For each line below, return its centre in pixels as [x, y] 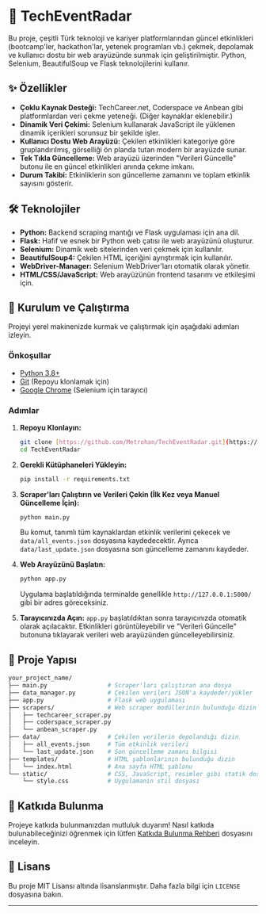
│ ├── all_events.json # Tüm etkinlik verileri [99, 744]
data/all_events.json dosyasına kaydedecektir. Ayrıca [109, 541]
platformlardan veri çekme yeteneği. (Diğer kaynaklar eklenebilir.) [126, 116]
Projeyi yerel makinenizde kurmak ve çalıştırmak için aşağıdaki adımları [124, 327]
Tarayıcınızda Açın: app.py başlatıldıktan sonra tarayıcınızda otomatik [133, 618]
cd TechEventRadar [50, 449]
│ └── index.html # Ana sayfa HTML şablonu [101, 767]
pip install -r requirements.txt [75, 479]
